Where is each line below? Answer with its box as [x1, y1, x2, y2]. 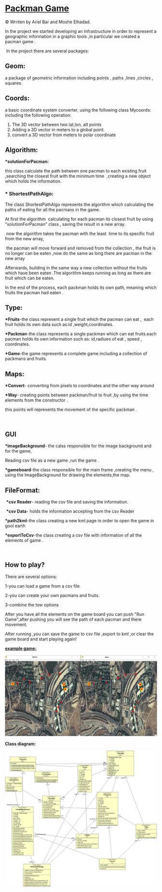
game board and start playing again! [5, 636, 77, 642]
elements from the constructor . [5, 397, 68, 403]
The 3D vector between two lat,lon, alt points [12, 122, 102, 127]
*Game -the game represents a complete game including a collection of [5, 351, 148, 357]
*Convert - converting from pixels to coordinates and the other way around [5, 383, 154, 389]
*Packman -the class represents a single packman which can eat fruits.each [5, 331, 157, 337]
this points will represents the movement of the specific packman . [5, 407, 137, 412]
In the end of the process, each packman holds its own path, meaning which [5, 284, 157, 290]
